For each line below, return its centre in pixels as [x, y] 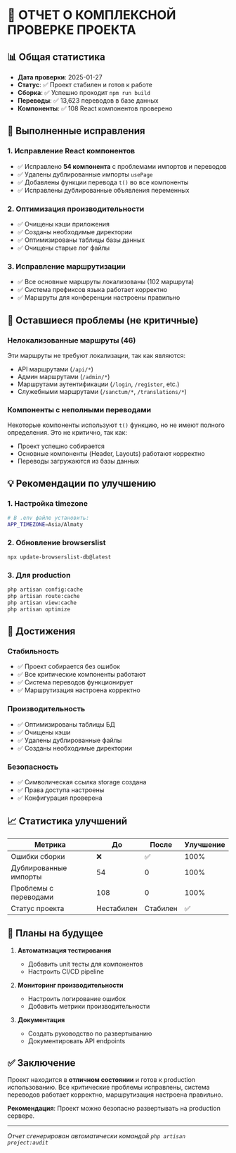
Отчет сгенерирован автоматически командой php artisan [97, 1136]
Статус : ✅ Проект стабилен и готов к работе [85, 85]
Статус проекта [38, 908]
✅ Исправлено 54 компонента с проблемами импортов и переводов [122, 166]
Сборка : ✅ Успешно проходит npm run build [84, 93]
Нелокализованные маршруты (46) [72, 340]
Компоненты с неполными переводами [79, 409]
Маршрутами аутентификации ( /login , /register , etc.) [98, 384]
